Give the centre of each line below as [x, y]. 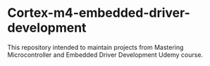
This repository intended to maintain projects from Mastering [95, 47]
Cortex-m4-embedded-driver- [99, 13]
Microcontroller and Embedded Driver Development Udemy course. [105, 55]
